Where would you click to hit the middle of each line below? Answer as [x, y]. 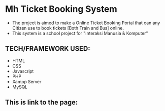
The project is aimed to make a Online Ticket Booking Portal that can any [86, 23]
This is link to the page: [41, 102]
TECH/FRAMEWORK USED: [48, 49]
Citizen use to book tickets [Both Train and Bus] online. [68, 28]
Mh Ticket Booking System [61, 9]
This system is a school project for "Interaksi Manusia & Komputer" [80, 33]
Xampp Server [27, 81]
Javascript [23, 71]
